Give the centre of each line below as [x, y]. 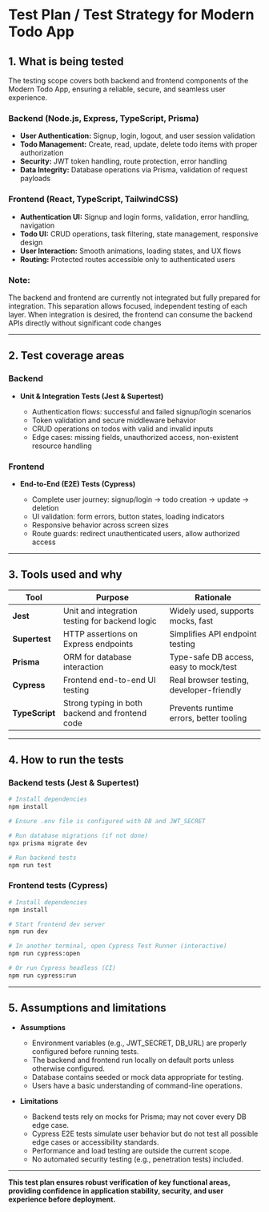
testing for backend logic [110, 620]
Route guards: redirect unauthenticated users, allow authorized [136, 533]
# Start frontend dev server [57, 924]
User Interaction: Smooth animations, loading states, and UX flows [130, 251]
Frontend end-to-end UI [109, 680]
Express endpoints [98, 644]
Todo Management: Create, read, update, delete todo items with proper [139, 144]
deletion [45, 507]
